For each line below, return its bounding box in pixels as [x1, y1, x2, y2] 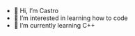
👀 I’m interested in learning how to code [13, 14, 129, 22]
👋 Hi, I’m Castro [13, 7, 59, 15]
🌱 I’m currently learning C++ [13, 21, 95, 29]
